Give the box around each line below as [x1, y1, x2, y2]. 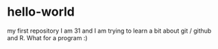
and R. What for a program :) [7, 33, 88, 42]
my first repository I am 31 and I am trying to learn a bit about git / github [7, 27, 212, 35]
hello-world [7, 4, 75, 20]
